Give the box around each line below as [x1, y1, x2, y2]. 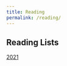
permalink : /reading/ [6, 15, 62, 21]
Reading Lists [6, 37, 59, 48]
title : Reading [6, 9, 45, 15]
